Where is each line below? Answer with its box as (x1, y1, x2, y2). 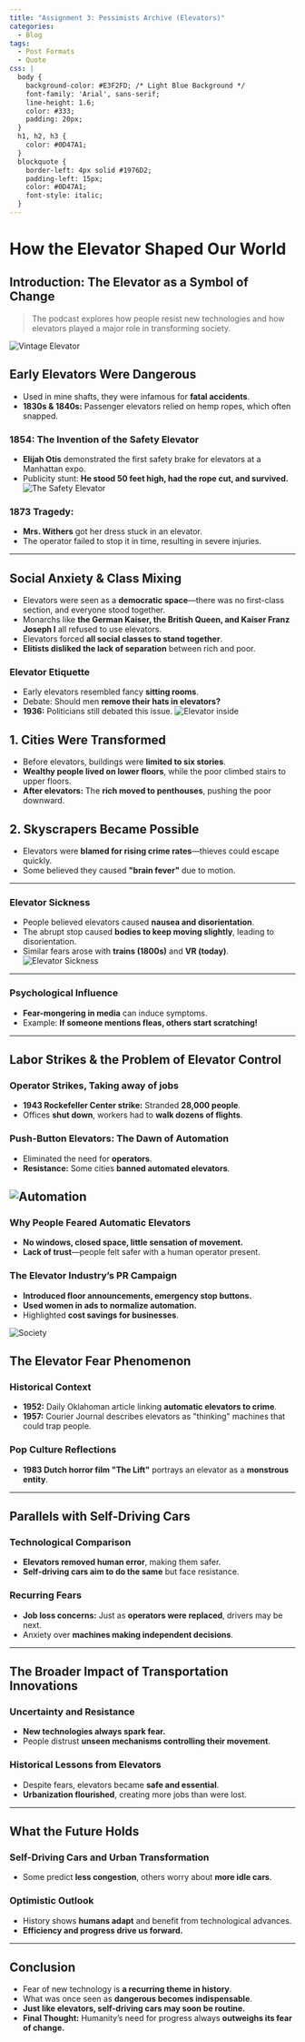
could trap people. (22, 1420, 92, 1431)
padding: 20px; (25, 115, 84, 124)
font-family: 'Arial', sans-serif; (25, 89, 161, 98)
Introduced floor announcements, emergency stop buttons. (22, 1289, 252, 1301)
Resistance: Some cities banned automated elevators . (22, 1162, 231, 1174)
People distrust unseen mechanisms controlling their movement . (22, 1735, 271, 1747)
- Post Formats (17, 47, 75, 56)
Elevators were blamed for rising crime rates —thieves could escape (22, 845, 280, 856)
